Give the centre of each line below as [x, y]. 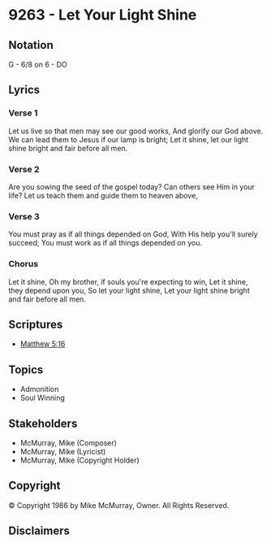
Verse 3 [24, 216]
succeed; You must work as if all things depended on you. [105, 243]
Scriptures [36, 324]
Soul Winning [42, 398]
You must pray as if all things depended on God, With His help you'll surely [133, 234]
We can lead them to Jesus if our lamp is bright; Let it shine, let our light [129, 139]
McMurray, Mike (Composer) [69, 443]
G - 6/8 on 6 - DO [38, 64]
